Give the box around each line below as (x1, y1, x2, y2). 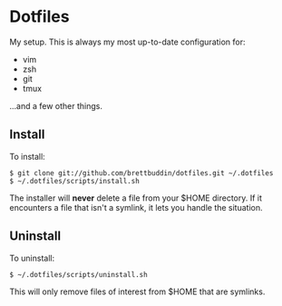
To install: (9, 151, 45, 162)
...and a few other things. (9, 100, 102, 111)
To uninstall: (9, 252, 55, 263)
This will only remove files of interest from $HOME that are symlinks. (9, 286, 266, 297)
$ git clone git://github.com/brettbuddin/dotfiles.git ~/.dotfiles (9, 168, 274, 178)
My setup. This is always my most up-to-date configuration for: (9, 36, 247, 47)
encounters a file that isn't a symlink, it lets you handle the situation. (9, 202, 263, 212)
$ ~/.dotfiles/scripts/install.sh (9, 176, 141, 185)
